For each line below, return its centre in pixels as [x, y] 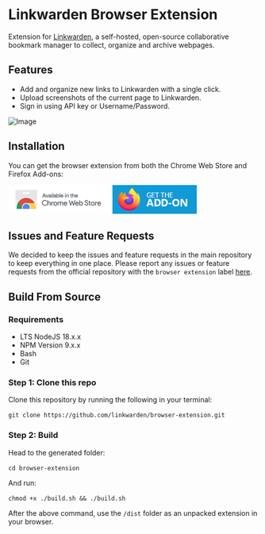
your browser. [31, 521]
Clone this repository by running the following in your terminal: [110, 400]
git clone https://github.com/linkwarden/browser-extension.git [117, 415]
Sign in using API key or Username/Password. [95, 106]
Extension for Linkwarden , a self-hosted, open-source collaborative [119, 36]
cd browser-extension [44, 468]
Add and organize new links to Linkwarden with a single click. [120, 89]
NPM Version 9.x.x [50, 345]
